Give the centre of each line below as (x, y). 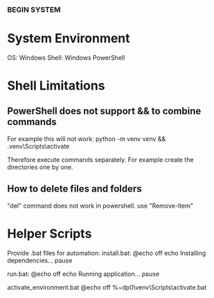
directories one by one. (41, 167)
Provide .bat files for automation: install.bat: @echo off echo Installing (107, 253)
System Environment (69, 39)
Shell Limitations (56, 86)
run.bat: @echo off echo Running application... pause (83, 274)
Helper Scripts (50, 233)
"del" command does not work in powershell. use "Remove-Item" (100, 206)
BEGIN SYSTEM (34, 10)
